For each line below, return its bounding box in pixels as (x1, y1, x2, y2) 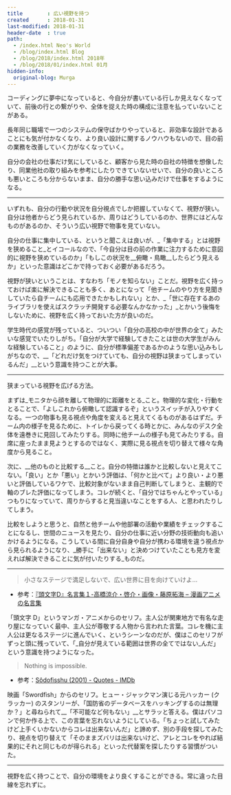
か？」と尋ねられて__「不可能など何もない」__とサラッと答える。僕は (7, 708, 205, 716)
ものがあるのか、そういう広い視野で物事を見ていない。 (7, 222, 164, 230)
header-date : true (7, 29, 67, 37)
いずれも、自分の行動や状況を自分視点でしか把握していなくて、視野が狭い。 (7, 205, 223, 213)
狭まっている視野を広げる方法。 (7, 382, 98, 390)
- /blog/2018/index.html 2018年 (13, 55, 105, 62)
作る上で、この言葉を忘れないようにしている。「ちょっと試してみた (30, 716, 221, 725)
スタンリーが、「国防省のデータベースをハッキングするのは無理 (41, 699, 219, 708)
